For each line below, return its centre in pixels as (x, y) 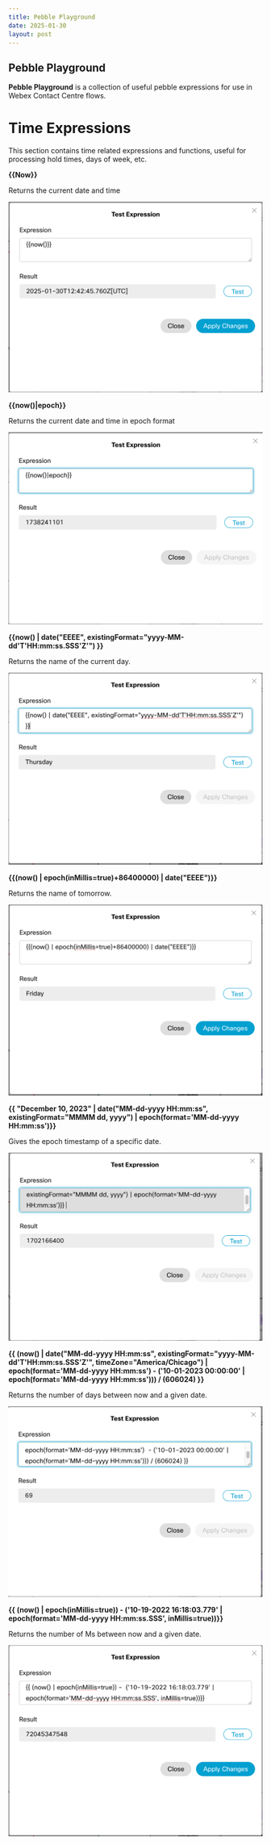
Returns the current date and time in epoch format (92, 421)
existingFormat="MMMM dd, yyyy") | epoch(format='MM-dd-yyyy (124, 1117)
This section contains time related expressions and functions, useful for (127, 151)
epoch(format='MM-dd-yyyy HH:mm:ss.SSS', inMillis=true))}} (116, 1618)
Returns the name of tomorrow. (60, 893)
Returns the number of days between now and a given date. (108, 1395)
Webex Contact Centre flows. (57, 96)
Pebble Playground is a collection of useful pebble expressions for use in (130, 87)
